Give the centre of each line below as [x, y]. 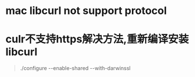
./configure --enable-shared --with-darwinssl [75, 68]
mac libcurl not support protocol [86, 11]
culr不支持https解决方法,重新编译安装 [97, 39]
